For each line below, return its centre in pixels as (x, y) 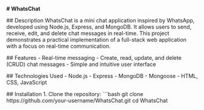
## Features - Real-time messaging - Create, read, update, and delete (94, 58)
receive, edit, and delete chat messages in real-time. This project (88, 33)
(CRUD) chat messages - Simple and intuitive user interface (81, 64)
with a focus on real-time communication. (58, 46)
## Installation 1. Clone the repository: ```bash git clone (75, 94)
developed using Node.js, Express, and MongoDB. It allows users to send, (99, 27)
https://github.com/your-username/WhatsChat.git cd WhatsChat (87, 100)
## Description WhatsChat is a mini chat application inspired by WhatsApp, (100, 20)
